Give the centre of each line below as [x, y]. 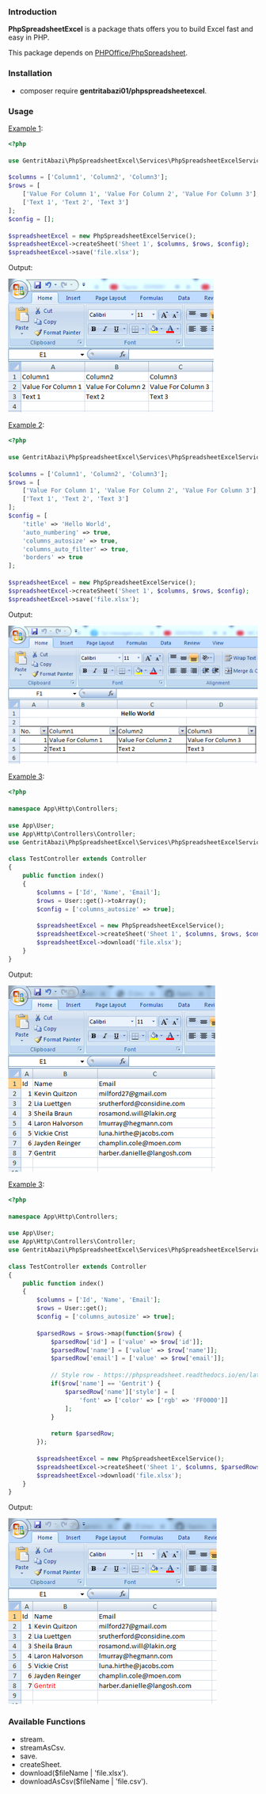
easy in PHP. [29, 37]
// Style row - [76, 1375]
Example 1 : [26, 128]
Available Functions [47, 1722]
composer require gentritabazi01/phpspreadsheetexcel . [113, 90]
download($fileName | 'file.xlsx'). [74, 1773]
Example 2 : [27, 425]
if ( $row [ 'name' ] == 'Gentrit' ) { [105, 1384]
